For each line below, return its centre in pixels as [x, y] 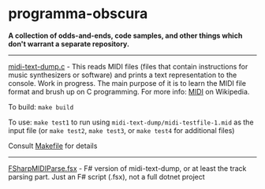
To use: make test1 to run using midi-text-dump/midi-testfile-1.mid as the [131, 122]
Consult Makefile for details [53, 146]
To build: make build [41, 106]
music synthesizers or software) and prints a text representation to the [123, 75]
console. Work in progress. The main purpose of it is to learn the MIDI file [127, 83]
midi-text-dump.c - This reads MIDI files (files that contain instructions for [128, 66]
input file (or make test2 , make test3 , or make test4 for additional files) [121, 130]
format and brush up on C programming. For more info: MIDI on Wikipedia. [129, 91]
